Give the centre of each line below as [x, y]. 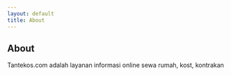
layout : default [31, 14]
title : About [26, 20]
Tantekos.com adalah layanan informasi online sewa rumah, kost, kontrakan [116, 65]
